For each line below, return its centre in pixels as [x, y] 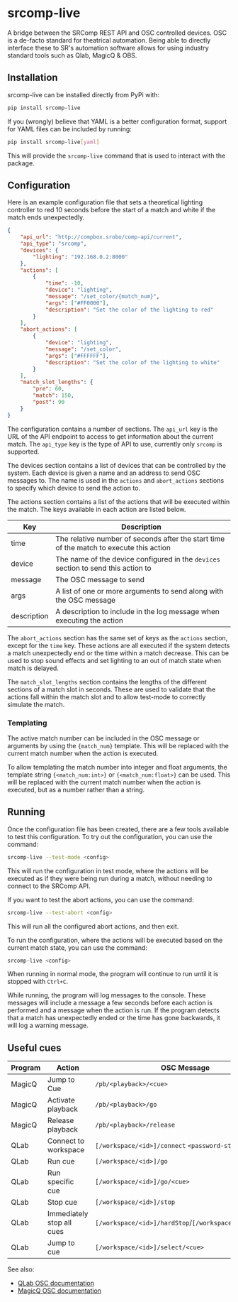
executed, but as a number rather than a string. [76, 789]
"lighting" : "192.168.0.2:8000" [81, 257]
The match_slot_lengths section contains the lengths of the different [107, 682]
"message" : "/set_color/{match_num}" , [102, 297]
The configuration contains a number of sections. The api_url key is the [113, 429]
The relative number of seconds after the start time [140, 539]
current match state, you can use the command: [77, 947]
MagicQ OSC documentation [59, 1291]
